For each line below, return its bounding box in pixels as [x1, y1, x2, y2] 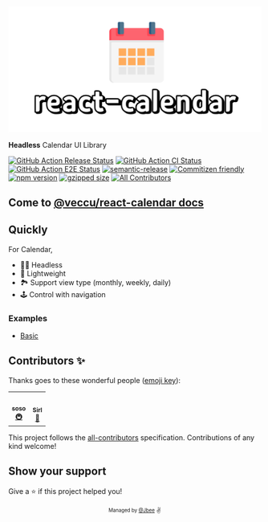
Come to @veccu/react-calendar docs [8, 195, 205, 210]
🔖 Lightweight [19, 268, 67, 278]
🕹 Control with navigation [19, 289, 106, 299]
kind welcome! [8, 441, 57, 451]
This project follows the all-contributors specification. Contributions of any [8, 432, 255, 442]
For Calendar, [8, 244, 54, 254]
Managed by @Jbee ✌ [108, 506, 162, 515]
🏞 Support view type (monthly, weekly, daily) [19, 277, 172, 287]
